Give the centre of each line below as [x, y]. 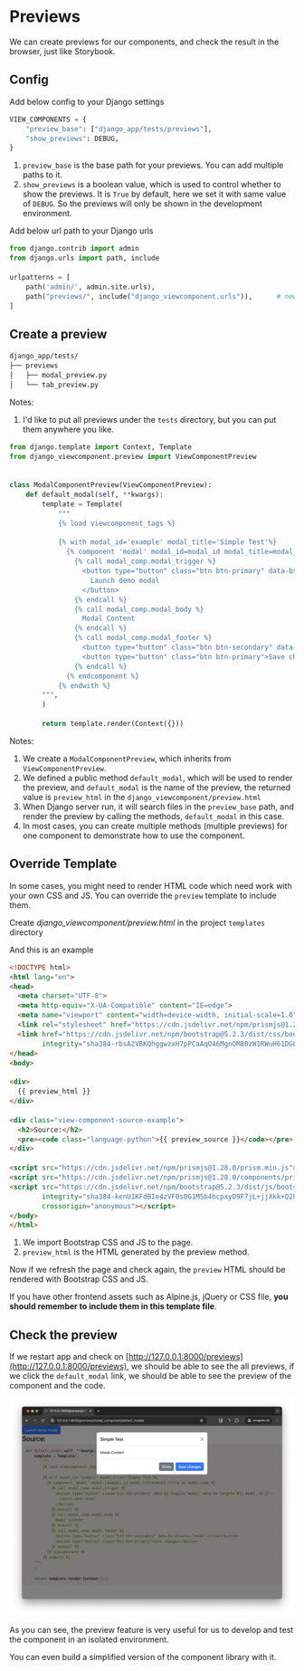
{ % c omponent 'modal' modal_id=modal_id [143, 552]
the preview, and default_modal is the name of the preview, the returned [157, 787]
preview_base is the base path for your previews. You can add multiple [153, 166]
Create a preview [58, 334]
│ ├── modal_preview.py [58, 375]
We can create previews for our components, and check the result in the [144, 42]
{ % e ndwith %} [84, 685]
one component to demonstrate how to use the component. [133, 835]
